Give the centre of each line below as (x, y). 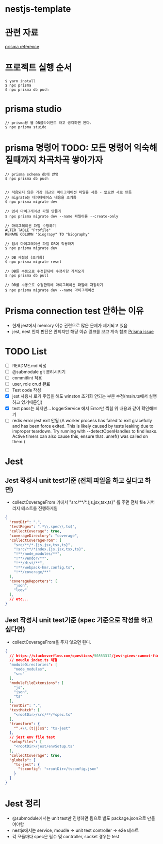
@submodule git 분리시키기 (39, 372)
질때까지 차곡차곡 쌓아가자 (54, 160)
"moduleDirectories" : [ (33, 665)
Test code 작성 (26, 390)
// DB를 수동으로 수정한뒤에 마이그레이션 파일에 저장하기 (54, 285)
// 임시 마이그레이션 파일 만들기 (33, 211)
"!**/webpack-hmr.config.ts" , (44, 567)
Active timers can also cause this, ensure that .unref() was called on (80, 436)
